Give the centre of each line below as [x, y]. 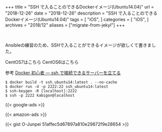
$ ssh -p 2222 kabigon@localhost [40, 95]
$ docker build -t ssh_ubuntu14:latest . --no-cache [61, 82]
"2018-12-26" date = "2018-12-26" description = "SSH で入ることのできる [81, 13]
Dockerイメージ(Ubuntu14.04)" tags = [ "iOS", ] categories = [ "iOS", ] [77, 19]
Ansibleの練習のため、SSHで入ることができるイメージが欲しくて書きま [78, 45]
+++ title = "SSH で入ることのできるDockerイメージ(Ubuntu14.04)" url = [79, 7]
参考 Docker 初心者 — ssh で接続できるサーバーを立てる [63, 73]
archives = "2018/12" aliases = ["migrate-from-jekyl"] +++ [65, 25]
